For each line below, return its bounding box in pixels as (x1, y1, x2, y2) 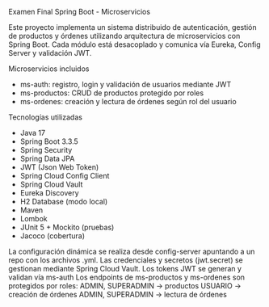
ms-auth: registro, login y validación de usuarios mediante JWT (19, 80, 232, 89)
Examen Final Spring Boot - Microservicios (8, 7, 151, 16)
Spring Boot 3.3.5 (19, 137, 78, 146)
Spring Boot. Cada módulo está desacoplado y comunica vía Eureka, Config (8, 40, 261, 49)
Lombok (19, 214, 48, 223)
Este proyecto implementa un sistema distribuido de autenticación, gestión (8, 23, 257, 32)
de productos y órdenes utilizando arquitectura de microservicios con (8, 32, 241, 40)
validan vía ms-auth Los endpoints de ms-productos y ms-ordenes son (8, 272, 245, 282)
